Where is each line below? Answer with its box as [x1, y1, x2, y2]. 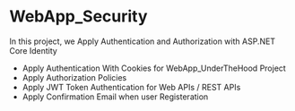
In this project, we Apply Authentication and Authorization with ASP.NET [9, 36, 276, 47]
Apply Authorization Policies [22, 72, 127, 82]
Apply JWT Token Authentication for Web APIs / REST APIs [22, 81, 241, 92]
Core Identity [9, 45, 58, 55]
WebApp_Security [9, 6, 148, 27]
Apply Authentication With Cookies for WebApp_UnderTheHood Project [22, 63, 287, 73]
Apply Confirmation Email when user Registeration [22, 91, 209, 102]
